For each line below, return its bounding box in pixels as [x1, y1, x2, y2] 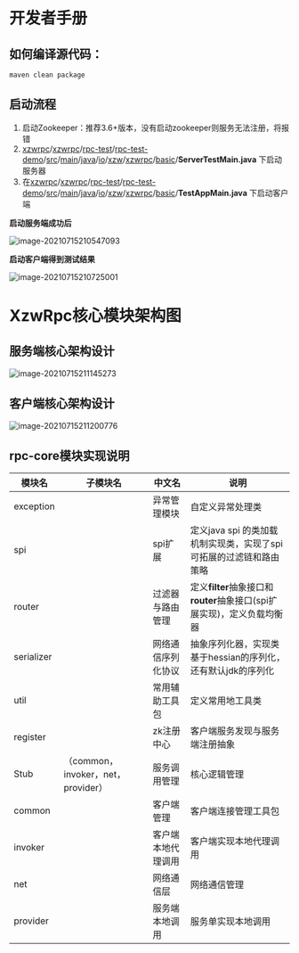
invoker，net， [63, 768, 126, 781]
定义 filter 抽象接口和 [190, 581, 274, 594]
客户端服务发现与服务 [190, 725, 280, 737]
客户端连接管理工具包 [190, 805, 280, 817]
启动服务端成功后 [9, 218, 72, 228]
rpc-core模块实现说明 [9, 448, 130, 464]
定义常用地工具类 [190, 694, 263, 707]
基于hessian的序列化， [190, 652, 286, 664]
